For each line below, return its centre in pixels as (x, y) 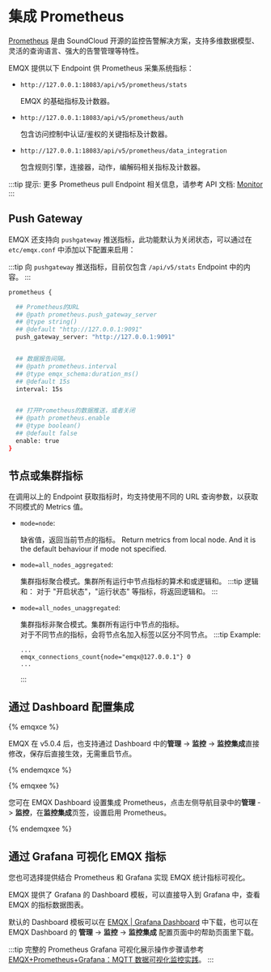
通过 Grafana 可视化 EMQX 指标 (87, 856)
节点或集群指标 (46, 476)
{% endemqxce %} (40, 770)
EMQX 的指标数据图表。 (48, 905)
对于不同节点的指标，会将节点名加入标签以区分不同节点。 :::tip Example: (140, 634)
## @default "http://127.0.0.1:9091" (79, 329)
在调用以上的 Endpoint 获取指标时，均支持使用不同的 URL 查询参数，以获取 (133, 497)
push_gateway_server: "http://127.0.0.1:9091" (95, 338)
